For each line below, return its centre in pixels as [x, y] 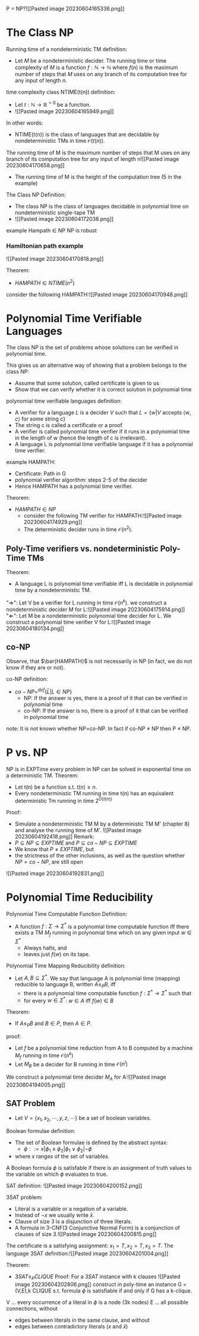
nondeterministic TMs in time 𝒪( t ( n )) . [60, 141]
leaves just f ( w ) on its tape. [57, 954]
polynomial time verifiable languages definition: [64, 401]
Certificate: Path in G [40, 474]
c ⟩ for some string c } [40, 419]
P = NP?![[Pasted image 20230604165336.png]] [65, 9]
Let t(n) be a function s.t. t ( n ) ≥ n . [56, 787]
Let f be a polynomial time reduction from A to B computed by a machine [104, 1048]
